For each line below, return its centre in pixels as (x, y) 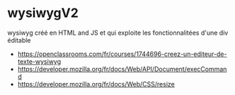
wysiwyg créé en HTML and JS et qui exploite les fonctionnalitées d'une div (118, 33)
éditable (19, 40)
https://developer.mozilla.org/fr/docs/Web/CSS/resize (96, 84)
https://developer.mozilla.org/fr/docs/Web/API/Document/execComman (122, 69)
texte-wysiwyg (39, 61)
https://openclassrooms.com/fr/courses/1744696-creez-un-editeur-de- (122, 54)
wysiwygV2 (43, 13)
